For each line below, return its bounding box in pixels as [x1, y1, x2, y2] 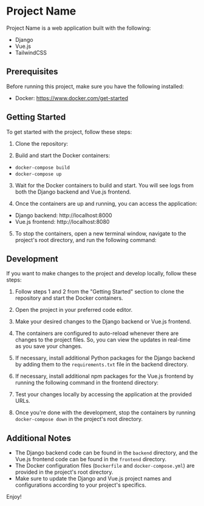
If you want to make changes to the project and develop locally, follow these [6, 270, 197, 277]
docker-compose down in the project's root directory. [15, 416, 143, 423]
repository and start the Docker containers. [15, 294, 123, 302]
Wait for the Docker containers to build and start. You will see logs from [15, 181, 194, 189]
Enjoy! [6, 493, 22, 501]
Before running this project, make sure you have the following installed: [6, 83, 184, 90]
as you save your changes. [15, 343, 83, 350]
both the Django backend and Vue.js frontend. [15, 188, 131, 195]
